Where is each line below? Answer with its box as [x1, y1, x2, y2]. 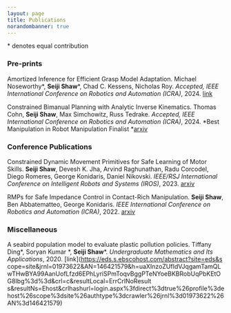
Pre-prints [7, 59, 43, 69]
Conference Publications [7, 142, 92, 152]
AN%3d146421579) [7, 299, 63, 307]
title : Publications [7, 17, 67, 23]
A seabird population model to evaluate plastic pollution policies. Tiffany [7, 241, 212, 249]
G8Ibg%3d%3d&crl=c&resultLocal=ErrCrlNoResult [7, 277, 152, 285]
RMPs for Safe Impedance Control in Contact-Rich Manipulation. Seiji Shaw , [7, 192, 224, 201]
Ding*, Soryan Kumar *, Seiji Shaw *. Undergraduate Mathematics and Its [7, 248, 214, 256]
